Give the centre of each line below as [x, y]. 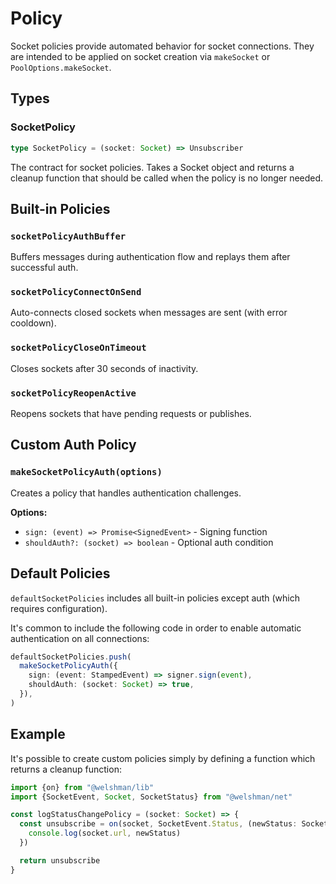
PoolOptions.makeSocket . [61, 67]
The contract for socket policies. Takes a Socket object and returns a [152, 167]
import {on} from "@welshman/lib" [82, 787]
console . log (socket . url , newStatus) [105, 833]
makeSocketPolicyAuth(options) [86, 472]
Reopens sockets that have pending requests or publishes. [131, 414]
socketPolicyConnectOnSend [76, 292]
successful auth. [44, 268]
